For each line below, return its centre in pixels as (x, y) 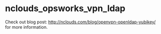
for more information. (26, 27)
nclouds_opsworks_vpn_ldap (65, 8)
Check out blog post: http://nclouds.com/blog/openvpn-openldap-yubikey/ (80, 22)
